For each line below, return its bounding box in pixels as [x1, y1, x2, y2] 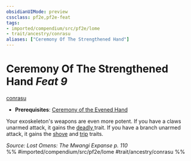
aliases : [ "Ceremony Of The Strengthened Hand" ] [6, 36, 130, 42]
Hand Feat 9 [6, 75, 67, 88]
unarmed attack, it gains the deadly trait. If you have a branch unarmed [6, 123, 181, 131]
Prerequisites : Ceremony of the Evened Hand [14, 106, 128, 113]
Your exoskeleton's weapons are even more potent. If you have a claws [6, 117, 181, 125]
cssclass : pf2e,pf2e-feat [6, 14, 70, 20]
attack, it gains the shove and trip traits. [6, 130, 103, 137]
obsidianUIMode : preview [6, 8, 68, 15]
